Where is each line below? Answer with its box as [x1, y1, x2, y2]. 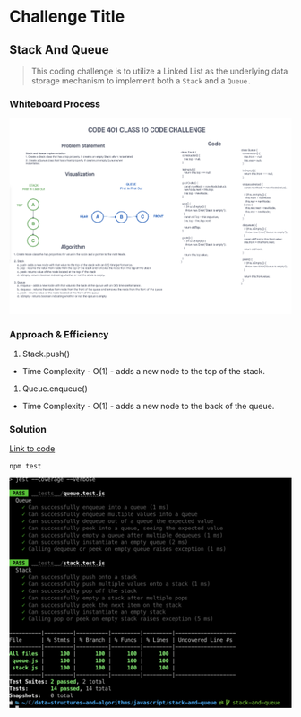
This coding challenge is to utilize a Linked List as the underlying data [30, 66, 288, 76]
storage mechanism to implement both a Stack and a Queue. [30, 75, 253, 86]
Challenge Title [9, 6, 125, 27]
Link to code [9, 443, 56, 454]
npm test [9, 462, 42, 471]
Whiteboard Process [9, 97, 101, 109]
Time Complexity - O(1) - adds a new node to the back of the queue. [21, 400, 275, 411]
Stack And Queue [9, 42, 109, 57]
